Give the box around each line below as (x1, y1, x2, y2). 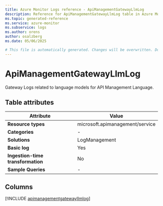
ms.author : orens (5, 30, 40, 34)
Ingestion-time (7, 152, 44, 159)
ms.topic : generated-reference (5, 16, 68, 21)
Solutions (7, 137, 30, 143)
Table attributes (5, 98, 54, 107)
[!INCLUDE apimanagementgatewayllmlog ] (5, 196, 91, 202)
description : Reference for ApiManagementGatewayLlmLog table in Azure (5, 12, 153, 16)
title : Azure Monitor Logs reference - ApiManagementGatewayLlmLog (5, 7, 145, 12)
